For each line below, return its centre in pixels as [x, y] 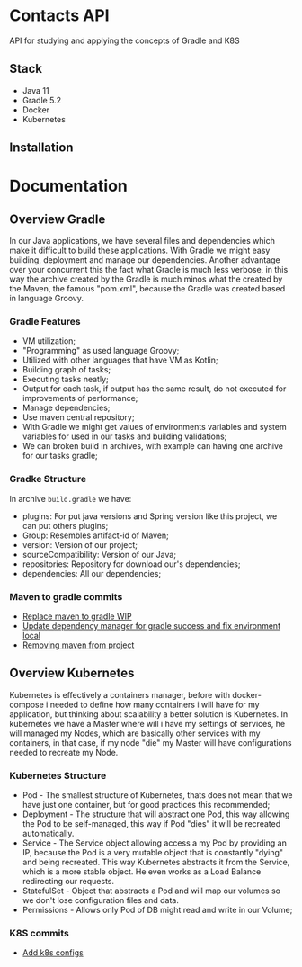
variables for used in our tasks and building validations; [124, 436]
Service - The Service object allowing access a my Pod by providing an [155, 843]
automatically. [48, 834]
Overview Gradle [58, 219]
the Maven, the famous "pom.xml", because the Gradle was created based [147, 289]
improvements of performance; [80, 398]
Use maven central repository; [78, 417]
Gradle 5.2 [41, 100]
